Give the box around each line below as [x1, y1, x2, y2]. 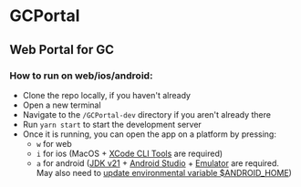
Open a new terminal [22, 99, 102, 110]
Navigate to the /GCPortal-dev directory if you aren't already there [22, 109, 272, 119]
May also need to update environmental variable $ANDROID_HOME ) [36, 167, 292, 178]
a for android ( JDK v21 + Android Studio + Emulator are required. [36, 157, 280, 169]
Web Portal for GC [9, 42, 114, 57]
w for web [36, 138, 73, 149]
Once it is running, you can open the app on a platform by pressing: [22, 129, 276, 140]
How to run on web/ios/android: [9, 69, 153, 82]
